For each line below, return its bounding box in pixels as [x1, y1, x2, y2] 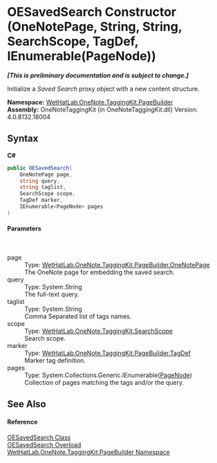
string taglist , [19, 184, 67, 191]
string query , [19, 177, 60, 184]
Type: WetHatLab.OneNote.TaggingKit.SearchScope [24, 327, 173, 335]
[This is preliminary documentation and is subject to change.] [7, 71, 189, 80]
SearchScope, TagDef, [7, 34, 139, 49]
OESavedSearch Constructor [7, 4, 177, 20]
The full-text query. [24, 290, 79, 298]
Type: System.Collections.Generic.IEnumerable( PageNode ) [24, 371, 192, 379]
